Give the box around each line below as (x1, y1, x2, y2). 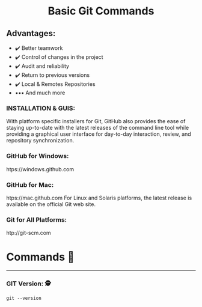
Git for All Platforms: (6, 215, 67, 223)
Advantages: (6, 28, 56, 38)
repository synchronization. (6, 137, 75, 144)
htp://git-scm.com (6, 229, 51, 237)
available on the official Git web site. (6, 200, 96, 208)
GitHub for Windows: (6, 152, 69, 160)
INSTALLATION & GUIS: (6, 104, 75, 112)
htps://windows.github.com (6, 165, 75, 172)
